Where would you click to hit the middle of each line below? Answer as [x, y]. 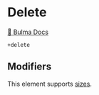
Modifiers [30, 67]
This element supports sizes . [50, 84]
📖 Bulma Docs [28, 32]
